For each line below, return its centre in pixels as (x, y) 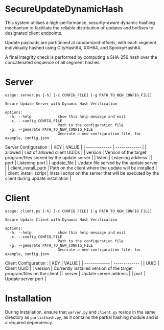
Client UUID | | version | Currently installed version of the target (69, 268)
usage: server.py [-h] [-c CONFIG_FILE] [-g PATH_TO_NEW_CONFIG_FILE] (79, 95)
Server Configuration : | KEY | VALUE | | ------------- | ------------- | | (76, 147)
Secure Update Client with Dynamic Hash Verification (61, 220)
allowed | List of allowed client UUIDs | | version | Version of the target (76, 152)
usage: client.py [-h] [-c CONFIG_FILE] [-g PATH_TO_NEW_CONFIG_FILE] (79, 211)
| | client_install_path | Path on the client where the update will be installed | (81, 168)
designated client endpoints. (34, 33)
